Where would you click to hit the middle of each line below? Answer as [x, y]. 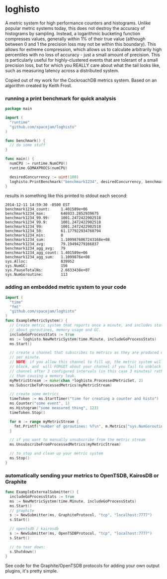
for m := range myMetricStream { [44, 422]
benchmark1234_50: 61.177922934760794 [53, 231]
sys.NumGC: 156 [37, 266]
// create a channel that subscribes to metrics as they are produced [84, 353]
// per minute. [25, 357]
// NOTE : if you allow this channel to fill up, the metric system [81, 362]
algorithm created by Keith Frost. [39, 85]
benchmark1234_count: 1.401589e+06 [46, 209]
